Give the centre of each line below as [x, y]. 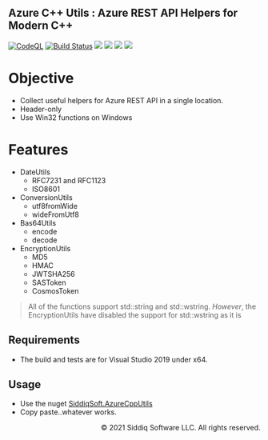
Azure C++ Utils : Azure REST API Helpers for [123, 13]
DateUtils [35, 172]
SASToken [49, 282]
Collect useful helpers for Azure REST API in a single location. [122, 100]
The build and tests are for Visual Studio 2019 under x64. [114, 359]
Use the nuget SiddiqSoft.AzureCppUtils [86, 404]
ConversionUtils [46, 197]
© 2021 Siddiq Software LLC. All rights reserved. [180, 428]
